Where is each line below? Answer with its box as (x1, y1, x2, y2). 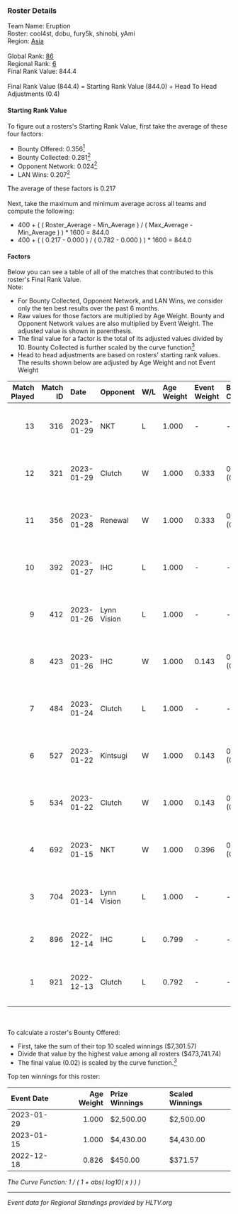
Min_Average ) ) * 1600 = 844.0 (17, 228, 110, 237)
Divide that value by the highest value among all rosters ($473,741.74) (17, 1049, 222, 1058)
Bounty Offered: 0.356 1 (17, 143, 86, 153)
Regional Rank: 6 (7, 60, 57, 68)
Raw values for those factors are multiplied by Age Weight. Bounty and (17, 312, 225, 320)
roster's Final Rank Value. (7, 276, 81, 284)
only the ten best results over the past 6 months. (17, 304, 159, 313)
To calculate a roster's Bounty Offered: (7, 1028, 120, 1036)
